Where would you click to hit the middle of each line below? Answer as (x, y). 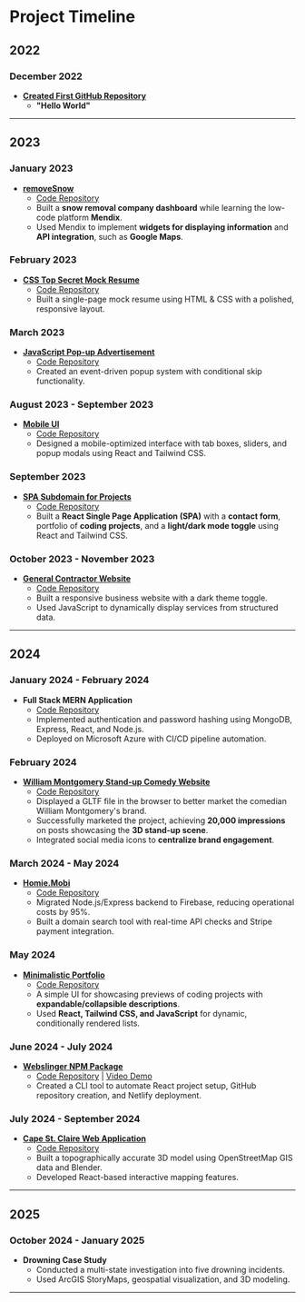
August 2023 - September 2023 (82, 404)
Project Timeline (73, 17)
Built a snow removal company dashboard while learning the (151, 207)
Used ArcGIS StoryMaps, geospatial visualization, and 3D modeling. (163, 1279)
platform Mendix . (90, 217)
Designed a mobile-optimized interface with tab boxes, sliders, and (162, 443)
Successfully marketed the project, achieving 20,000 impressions (161, 820)
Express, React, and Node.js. (90, 729)
